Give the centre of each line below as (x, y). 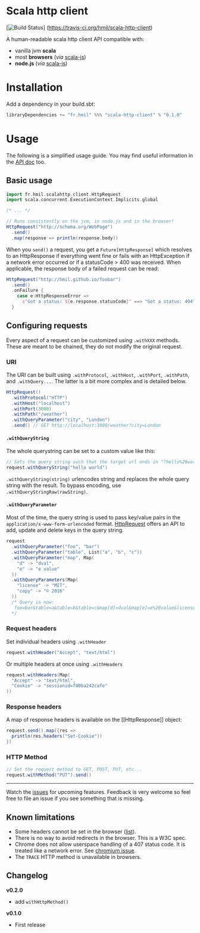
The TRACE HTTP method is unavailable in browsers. (78, 857)
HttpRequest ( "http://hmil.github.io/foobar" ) (63, 279)
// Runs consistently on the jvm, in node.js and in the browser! (90, 221)
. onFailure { (28, 291)
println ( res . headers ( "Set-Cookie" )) (57, 736)
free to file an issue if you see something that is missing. (75, 799)
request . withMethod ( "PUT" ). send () (49, 775)
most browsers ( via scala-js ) (50, 57)
